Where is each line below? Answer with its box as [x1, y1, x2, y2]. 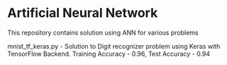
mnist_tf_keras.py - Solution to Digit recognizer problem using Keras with [7, 42, 221, 50]
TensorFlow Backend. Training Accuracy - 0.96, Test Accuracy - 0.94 [7, 49, 211, 58]
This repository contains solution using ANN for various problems [7, 28, 199, 37]
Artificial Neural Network [7, 5, 158, 21]
